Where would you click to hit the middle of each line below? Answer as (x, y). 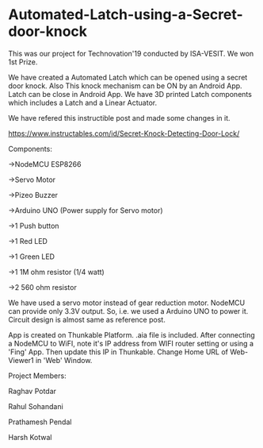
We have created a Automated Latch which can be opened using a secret (128, 77)
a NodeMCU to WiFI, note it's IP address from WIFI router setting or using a (131, 343)
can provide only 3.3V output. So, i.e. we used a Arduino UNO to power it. (128, 311)
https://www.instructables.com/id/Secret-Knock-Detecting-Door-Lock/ (124, 133)
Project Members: (37, 376)
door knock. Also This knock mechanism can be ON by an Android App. (126, 86)
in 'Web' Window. (64, 360)
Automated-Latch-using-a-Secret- (126, 15)
